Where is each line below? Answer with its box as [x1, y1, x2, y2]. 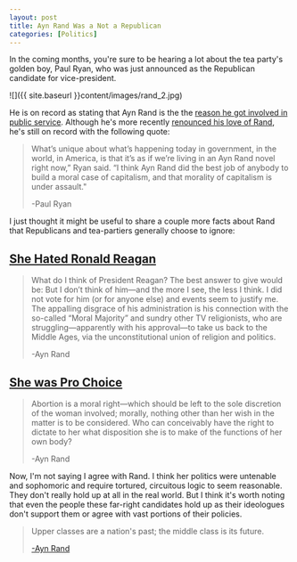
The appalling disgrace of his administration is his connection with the [30, 304, 289, 314]
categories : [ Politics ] [9, 29, 98, 38]
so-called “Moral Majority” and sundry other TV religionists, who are [30, 313, 283, 323]
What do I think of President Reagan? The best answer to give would [30, 275, 284, 286]
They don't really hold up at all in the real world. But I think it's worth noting [9, 490, 285, 500]
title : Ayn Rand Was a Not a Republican [9, 21, 162, 30]
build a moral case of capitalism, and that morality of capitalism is [30, 172, 272, 183]
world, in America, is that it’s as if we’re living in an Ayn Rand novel [30, 153, 276, 164]
